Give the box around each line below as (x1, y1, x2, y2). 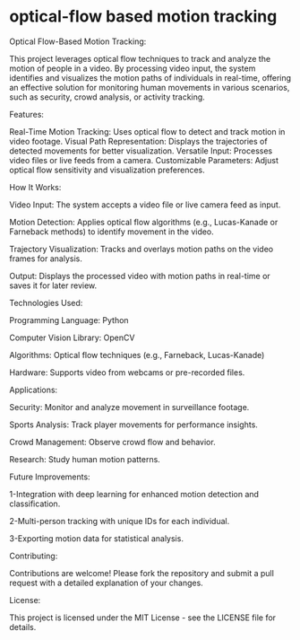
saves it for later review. (9, 280, 98, 291)
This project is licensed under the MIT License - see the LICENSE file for (9, 612, 276, 623)
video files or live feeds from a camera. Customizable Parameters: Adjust (9, 154, 279, 165)
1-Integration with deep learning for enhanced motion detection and (9, 488, 260, 499)
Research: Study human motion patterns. (9, 453, 161, 464)
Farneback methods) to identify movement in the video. (9, 226, 215, 237)
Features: (9, 109, 45, 119)
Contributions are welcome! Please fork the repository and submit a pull (9, 567, 275, 578)
